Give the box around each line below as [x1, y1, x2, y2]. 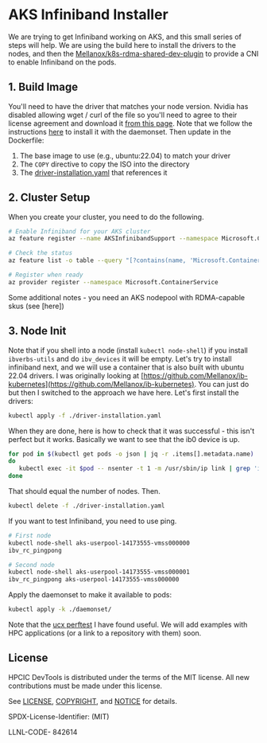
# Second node [8, 561, 56, 569]
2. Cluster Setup [8, 191, 91, 205]
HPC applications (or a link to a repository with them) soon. [8, 628, 202, 638]
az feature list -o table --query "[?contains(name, [8, 256, 187, 264]
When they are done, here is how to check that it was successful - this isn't [8, 426, 255, 436]
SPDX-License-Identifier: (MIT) [8, 711, 110, 721]
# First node [8, 531, 52, 539]
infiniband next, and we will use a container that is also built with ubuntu [8, 362, 245, 372]
